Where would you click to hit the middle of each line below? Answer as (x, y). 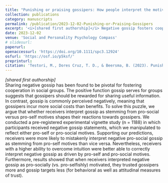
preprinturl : (19, 61)
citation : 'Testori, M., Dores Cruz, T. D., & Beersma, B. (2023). (77, 65)
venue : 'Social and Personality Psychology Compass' (61, 38)
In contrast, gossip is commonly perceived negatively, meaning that (75, 101)
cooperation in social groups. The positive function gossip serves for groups (84, 90)
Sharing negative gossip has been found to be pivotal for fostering (73, 85)
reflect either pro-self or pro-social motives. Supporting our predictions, (79, 133)
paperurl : (15, 47)
